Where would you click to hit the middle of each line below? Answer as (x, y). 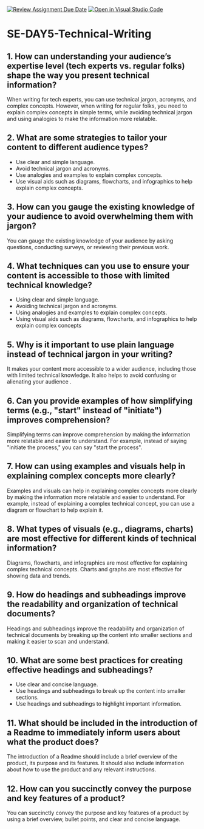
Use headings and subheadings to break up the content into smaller (100, 691)
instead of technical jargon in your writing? (90, 354)
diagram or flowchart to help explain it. (55, 510)
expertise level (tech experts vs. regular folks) (96, 66)
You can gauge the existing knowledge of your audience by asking (90, 241)
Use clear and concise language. (57, 684)
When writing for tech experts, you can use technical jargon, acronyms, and (102, 99)
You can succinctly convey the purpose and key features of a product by (98, 813)
